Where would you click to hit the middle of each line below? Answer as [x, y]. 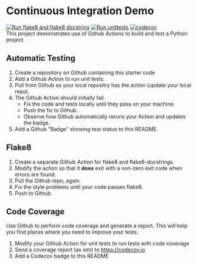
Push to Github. [33, 193]
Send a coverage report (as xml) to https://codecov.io [80, 250]
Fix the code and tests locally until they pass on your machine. [99, 104]
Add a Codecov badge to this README [62, 256]
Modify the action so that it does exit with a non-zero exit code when [98, 168]
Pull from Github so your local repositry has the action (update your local [103, 85]
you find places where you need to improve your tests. [72, 232]
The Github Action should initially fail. [60, 97]
